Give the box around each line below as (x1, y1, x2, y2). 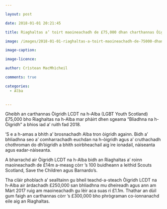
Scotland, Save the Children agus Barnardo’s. (5, 168, 98, 174)
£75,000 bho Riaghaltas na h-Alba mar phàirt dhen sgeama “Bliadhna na (5, 116, 153, 122)
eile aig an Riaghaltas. (5, 198, 50, 205)
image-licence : (5, 57, 37, 62)
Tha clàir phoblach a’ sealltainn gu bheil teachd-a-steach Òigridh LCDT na (5, 177, 158, 183)
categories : (5, 83, 30, 89)
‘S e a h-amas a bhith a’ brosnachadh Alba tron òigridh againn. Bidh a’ (5, 131, 148, 137)
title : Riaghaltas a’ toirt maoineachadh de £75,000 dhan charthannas (5, 29, 155, 35)
